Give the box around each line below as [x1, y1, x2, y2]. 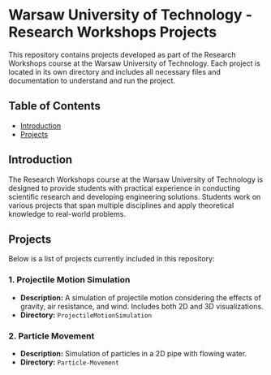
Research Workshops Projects [8, 23, 217, 41]
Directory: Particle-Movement [19, 357, 119, 367]
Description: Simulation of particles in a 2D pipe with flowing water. [19, 348, 247, 358]
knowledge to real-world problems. [8, 209, 126, 218]
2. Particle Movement [8, 330, 95, 342]
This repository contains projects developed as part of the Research [8, 50, 236, 59]
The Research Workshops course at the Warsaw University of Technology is [8, 175, 264, 184]
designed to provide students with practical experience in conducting [8, 183, 241, 192]
